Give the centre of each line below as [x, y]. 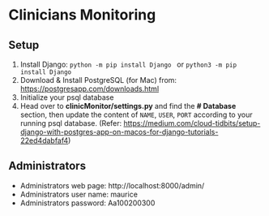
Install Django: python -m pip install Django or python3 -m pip [128, 64]
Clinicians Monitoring [82, 15]
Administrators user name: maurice [79, 194]
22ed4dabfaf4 [44, 140]
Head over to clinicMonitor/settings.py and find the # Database [128, 106]
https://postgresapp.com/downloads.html [90, 89]
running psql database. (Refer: [71, 123]
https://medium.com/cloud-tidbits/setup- [192, 123]
